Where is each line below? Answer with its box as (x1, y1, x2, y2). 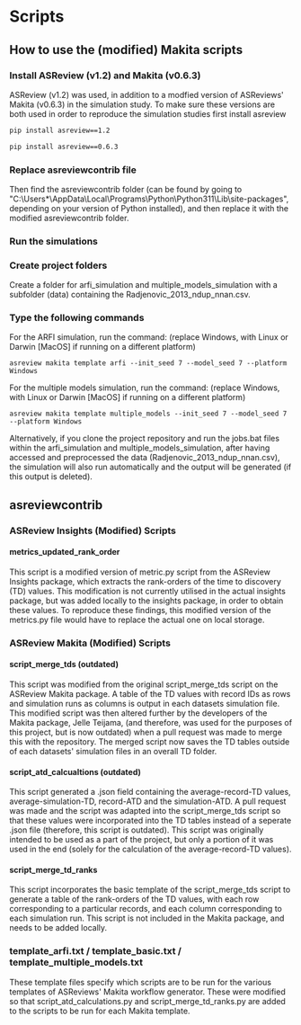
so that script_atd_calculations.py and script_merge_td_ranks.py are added (9, 995, 286, 1006)
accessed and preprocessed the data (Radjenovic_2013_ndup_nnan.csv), (9, 452, 280, 463)
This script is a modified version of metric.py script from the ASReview (9, 566, 271, 577)
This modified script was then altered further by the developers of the (9, 708, 268, 718)
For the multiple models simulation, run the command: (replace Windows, (9, 382, 280, 393)
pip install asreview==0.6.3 (9, 142, 119, 151)
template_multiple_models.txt (9, 956, 144, 968)
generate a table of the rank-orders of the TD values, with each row (9, 894, 260, 905)
